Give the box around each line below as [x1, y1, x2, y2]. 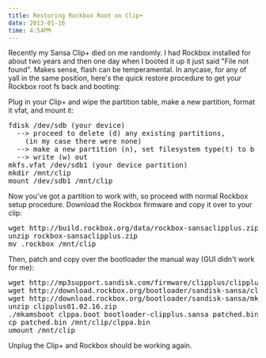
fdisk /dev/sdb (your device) [8, 121, 126, 130]
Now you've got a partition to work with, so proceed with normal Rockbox [8, 191, 249, 201]
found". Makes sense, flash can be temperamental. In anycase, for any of [8, 65, 247, 75]
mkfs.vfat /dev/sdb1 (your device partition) [8, 160, 188, 170]
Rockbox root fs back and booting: [8, 82, 121, 91]
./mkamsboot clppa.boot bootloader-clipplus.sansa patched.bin [8, 310, 259, 319]
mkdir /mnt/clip [8, 168, 71, 178]
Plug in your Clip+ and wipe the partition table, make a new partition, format [8, 97, 256, 107]
